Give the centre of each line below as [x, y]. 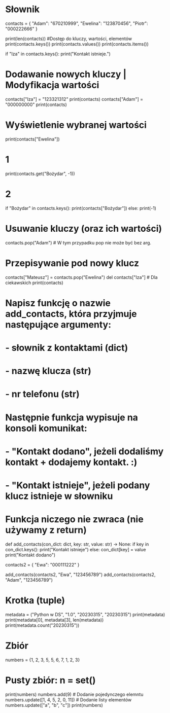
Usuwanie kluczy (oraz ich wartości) [84, 228]
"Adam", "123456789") [29, 580]
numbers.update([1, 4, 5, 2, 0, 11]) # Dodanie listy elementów [69, 700]
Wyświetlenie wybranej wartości [76, 125]
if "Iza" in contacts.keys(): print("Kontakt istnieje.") [58, 54]
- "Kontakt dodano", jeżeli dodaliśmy [84, 451]
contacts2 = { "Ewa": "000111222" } [42, 564]
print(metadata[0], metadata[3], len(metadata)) [55, 620]
